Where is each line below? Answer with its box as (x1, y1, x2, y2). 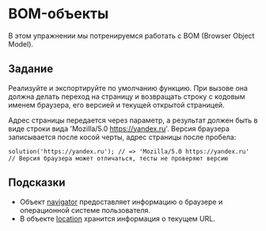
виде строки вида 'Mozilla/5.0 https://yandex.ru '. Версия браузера (8, 123, 230, 133)
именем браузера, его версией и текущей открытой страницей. (8, 100, 225, 109)
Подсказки (8, 176, 66, 190)
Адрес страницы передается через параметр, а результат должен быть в (8, 116, 258, 125)
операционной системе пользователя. (19, 205, 150, 214)
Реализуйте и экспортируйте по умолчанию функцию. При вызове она (8, 83, 248, 93)
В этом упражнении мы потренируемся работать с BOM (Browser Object (8, 31, 255, 40)
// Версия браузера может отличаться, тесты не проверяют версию (8, 154, 228, 162)
